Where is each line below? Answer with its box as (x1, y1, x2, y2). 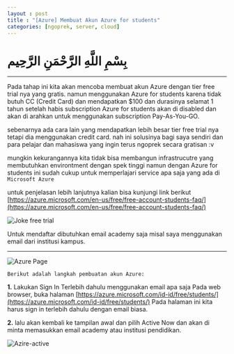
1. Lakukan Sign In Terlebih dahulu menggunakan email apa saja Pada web (7, 283, 221, 291)
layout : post (7, 10, 49, 17)
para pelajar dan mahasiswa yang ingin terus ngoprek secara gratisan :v (7, 140, 214, 149)
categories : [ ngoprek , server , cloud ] (7, 23, 120, 30)
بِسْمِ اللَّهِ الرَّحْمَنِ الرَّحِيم (7, 53, 127, 69)
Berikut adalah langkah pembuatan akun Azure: (7, 271, 145, 278)
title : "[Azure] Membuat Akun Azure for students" (7, 17, 160, 24)
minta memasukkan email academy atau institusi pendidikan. (7, 326, 182, 335)
